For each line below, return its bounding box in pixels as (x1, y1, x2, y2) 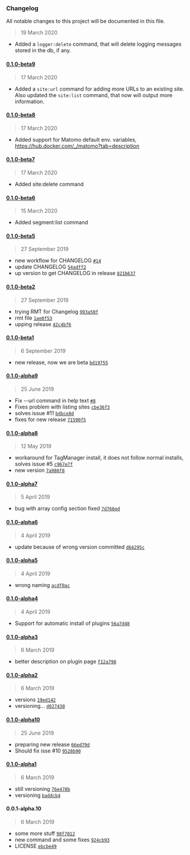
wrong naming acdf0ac (14, 581, 70, 588)
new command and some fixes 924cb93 (14, 836, 110, 843)
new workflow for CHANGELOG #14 (14, 257, 102, 264)
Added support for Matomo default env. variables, (14, 136, 137, 143)
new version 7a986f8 (14, 467, 65, 474)
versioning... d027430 (14, 703, 65, 710)
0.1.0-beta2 (6, 283, 36, 290)
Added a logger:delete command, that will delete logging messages (14, 40, 182, 48)
